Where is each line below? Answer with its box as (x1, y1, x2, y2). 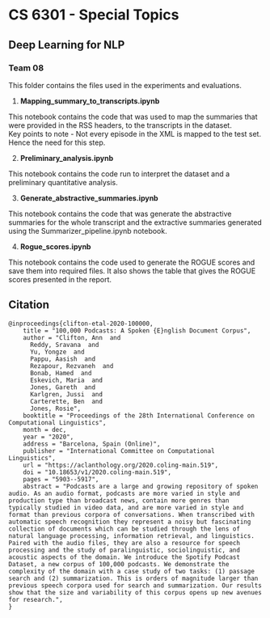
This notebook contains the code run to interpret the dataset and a (8, 168, 230, 179)
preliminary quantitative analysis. (8, 177, 119, 187)
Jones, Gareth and (29, 383, 95, 392)
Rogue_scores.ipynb (19, 241, 91, 252)
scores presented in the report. (8, 274, 112, 284)
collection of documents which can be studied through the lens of (8, 524, 241, 533)
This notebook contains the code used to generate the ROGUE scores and (8, 257, 255, 267)
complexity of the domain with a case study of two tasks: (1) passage (8, 567, 255, 575)
